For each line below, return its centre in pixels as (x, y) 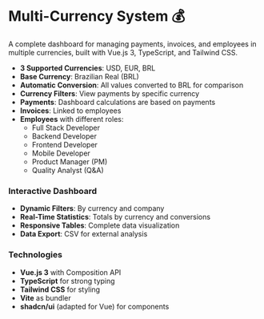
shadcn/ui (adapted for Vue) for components (94, 306)
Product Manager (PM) (70, 161)
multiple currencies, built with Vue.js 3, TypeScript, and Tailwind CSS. (123, 52)
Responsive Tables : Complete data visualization (100, 225)
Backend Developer (64, 136)
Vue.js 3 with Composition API (70, 272)
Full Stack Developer (66, 127)
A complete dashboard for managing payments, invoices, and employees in (133, 44)
